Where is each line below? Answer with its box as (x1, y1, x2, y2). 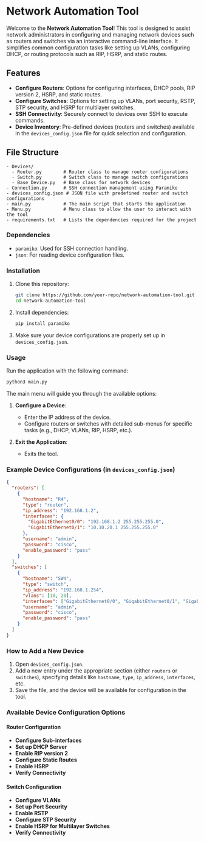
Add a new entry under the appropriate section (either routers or (15, 667, 178, 674)
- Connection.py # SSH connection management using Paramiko (6, 185, 178, 191)
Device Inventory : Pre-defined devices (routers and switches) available (15, 123, 195, 130)
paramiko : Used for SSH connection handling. (15, 244, 129, 252)
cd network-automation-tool (15, 298, 86, 304)
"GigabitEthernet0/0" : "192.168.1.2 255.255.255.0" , (28, 519, 165, 525)
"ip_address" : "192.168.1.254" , (22, 587, 104, 593)
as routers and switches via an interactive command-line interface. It (6, 37, 178, 45)
